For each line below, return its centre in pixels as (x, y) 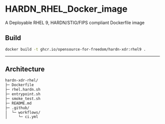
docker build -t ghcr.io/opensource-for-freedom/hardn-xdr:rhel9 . (76, 49)
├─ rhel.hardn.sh (23, 90)
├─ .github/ (17, 108)
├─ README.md (18, 103)
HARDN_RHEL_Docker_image (66, 9)
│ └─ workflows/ (23, 112)
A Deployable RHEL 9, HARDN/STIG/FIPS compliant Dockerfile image (75, 23)
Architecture (25, 69)
